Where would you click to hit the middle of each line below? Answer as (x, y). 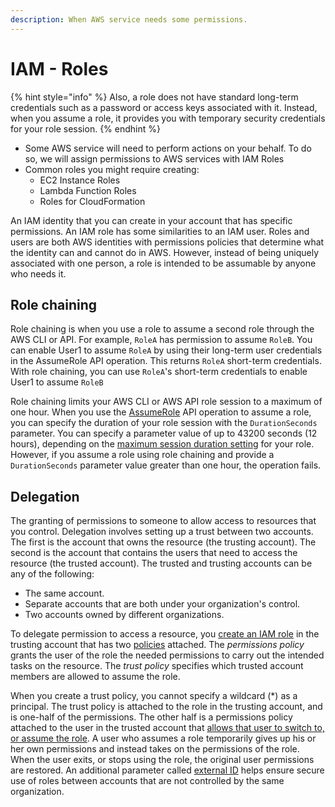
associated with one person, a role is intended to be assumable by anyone (163, 263)
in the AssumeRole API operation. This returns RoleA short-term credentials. (166, 361)
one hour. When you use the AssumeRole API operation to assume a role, (161, 412)
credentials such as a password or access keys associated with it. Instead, (164, 107)
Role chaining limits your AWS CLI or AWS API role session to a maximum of (166, 402)
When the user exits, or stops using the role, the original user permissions (162, 760)
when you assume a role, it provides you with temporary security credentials (168, 118)
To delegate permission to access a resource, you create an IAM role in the (165, 634)
